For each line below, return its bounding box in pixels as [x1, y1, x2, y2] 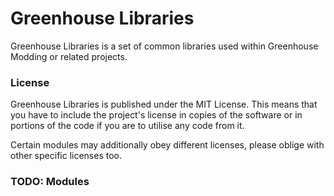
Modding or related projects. [10, 50, 128, 62]
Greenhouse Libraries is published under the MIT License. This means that [10, 98, 318, 111]
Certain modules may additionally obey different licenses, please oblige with [10, 139, 325, 151]
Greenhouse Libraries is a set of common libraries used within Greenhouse [10, 40, 319, 52]
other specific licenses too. [10, 150, 123, 162]
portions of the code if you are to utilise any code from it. [10, 120, 245, 132]
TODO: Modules [10, 175, 90, 189]
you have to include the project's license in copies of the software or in [10, 109, 303, 121]
